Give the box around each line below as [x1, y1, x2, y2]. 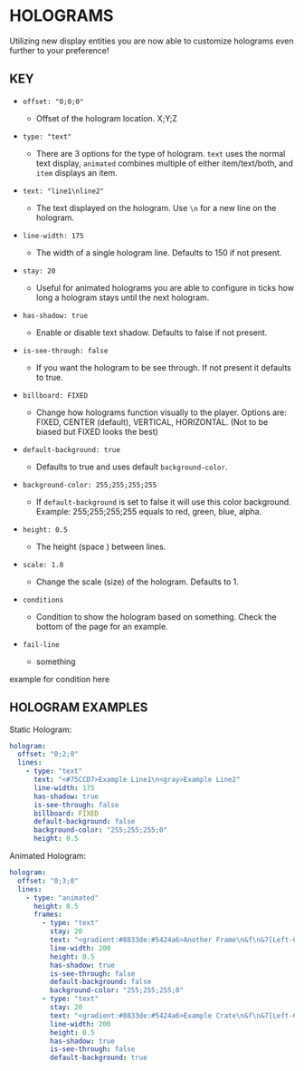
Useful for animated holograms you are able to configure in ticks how [35, 282, 294, 293]
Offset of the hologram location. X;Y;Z [35, 112, 178, 123]
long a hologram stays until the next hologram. [35, 292, 210, 303]
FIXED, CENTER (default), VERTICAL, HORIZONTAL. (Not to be [35, 416, 269, 427]
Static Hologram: [9, 724, 72, 735]
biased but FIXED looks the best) [35, 426, 158, 437]
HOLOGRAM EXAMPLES [9, 700, 148, 716]
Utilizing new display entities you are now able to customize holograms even [9, 35, 294, 46]
